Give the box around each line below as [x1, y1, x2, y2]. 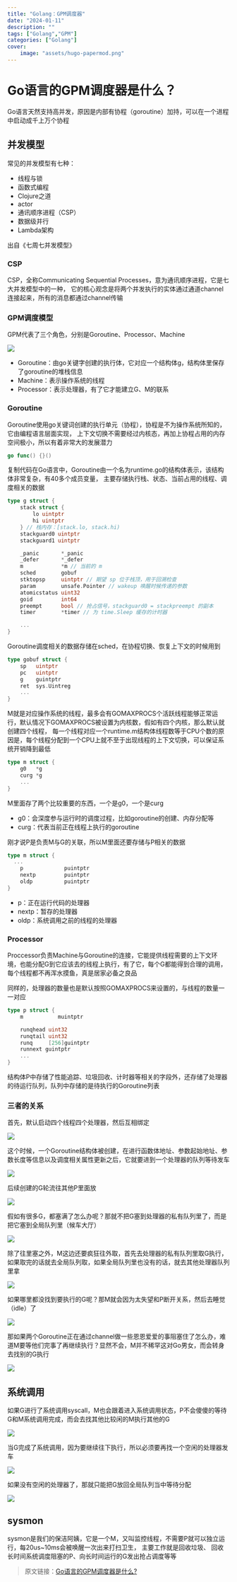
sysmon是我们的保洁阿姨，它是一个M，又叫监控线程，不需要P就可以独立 [7, 1534, 219, 1542]
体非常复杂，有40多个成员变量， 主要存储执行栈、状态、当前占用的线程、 [7, 475, 221, 483]
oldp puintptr [20, 878, 90, 885]
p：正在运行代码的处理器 [17, 898, 90, 906]
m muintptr [20, 1013, 83, 1020]
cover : [7, 43, 27, 50]
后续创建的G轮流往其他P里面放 [7, 1184, 97, 1192]
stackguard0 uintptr [20, 530, 80, 538]
